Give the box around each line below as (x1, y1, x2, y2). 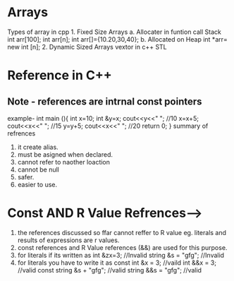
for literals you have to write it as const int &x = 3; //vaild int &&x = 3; (17, 258, 217, 267)
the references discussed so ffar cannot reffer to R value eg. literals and (17, 228, 227, 237)
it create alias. (17, 143, 58, 151)
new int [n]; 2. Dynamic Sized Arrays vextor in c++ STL (7, 42, 167, 51)
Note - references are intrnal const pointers (7, 95, 202, 107)
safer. (17, 172, 35, 181)
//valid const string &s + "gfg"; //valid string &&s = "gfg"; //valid (17, 265, 202, 274)
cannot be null (17, 165, 60, 174)
